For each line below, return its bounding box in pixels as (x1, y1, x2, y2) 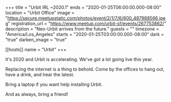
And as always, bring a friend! (5, 91, 68, 97)
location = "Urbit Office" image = (5, 10, 75, 16)
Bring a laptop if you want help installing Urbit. (5, 81, 103, 87)
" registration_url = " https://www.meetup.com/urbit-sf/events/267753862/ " (8, 20, 166, 26)
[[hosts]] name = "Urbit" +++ (5, 47, 67, 52)
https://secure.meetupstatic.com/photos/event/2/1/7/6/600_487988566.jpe (7, 15, 166, 21)
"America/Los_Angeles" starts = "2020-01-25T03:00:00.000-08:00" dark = (5, 31, 164, 37)
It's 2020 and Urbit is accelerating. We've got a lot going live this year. (5, 56, 153, 62)
